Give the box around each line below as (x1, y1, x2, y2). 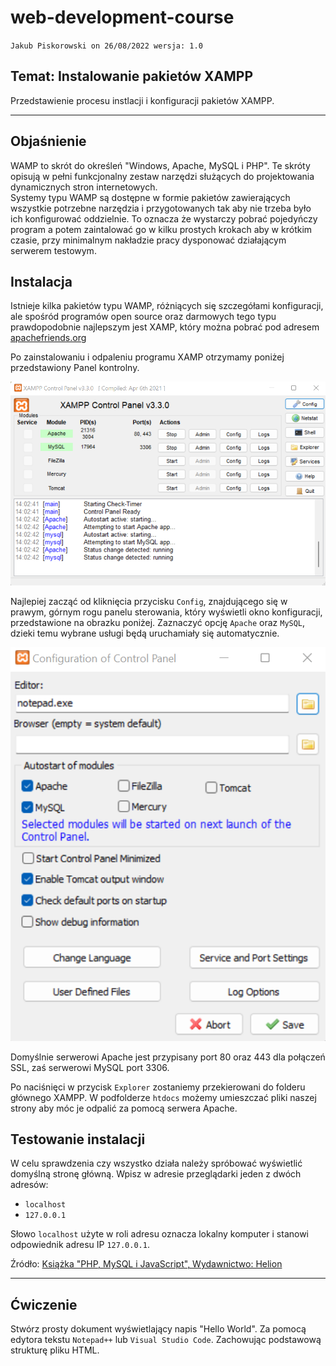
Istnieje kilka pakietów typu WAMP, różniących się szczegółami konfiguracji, (10, 300, 324, 312)
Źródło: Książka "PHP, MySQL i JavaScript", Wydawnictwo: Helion (10, 1258, 283, 1270)
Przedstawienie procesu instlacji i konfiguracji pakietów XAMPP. (10, 94, 275, 106)
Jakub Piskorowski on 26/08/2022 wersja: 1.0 (10, 41, 203, 51)
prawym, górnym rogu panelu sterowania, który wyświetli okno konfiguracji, (10, 606, 323, 618)
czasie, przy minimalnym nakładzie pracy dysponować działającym (10, 234, 287, 246)
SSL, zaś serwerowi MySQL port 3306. (10, 1061, 170, 1073)
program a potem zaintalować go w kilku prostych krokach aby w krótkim (10, 223, 313, 235)
